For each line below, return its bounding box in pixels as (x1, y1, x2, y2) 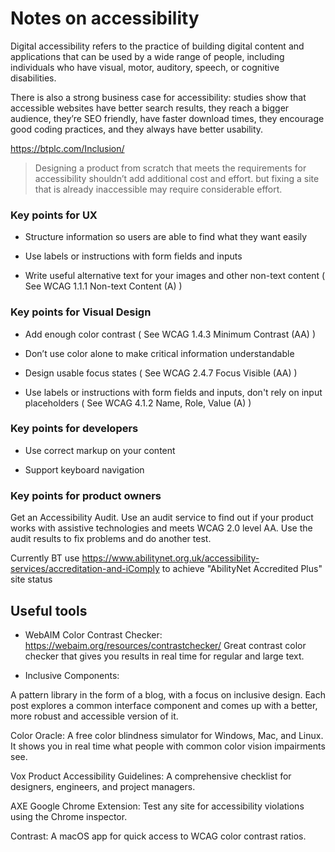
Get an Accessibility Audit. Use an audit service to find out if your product (10, 512, 314, 524)
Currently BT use (10, 552, 80, 564)
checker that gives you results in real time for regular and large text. (24, 650, 305, 662)
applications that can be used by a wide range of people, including (10, 50, 285, 62)
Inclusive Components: (24, 669, 120, 681)
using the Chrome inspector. (10, 810, 128, 822)
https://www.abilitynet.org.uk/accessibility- (81, 552, 260, 564)
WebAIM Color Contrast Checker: (24, 628, 163, 641)
